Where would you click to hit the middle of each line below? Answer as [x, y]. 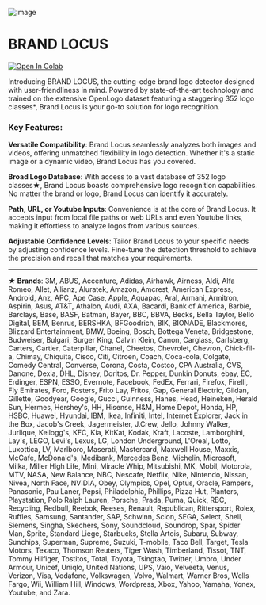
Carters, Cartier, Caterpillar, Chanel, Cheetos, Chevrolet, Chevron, [116, 348]
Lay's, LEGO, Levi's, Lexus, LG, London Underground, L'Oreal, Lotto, [120, 441]
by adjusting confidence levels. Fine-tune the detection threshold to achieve [133, 250]
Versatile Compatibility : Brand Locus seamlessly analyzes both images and [132, 145]
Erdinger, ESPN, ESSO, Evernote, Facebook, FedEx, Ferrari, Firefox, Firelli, [128, 382]
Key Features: [36, 127]
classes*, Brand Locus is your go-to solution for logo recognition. [114, 106]
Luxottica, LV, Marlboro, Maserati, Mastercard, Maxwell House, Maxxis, [124, 450]
